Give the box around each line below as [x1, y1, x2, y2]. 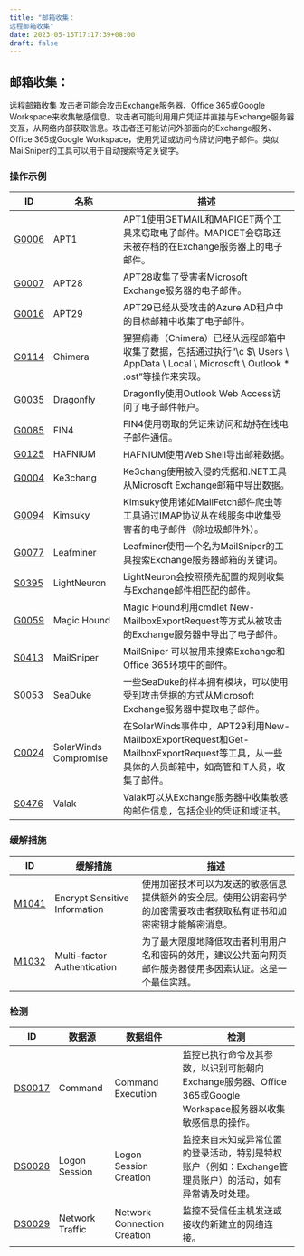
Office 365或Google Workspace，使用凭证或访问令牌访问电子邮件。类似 [9, 134, 279, 145]
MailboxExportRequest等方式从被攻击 [122, 614, 283, 627]
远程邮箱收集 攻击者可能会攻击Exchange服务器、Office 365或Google [9, 100, 265, 111]
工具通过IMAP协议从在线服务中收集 [122, 509, 273, 522]
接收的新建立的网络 [182, 1218, 265, 1231]
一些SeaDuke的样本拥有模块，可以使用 [122, 676, 289, 689]
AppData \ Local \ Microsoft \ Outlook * [122, 357, 290, 370]
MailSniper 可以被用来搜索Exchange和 [122, 645, 286, 658]
